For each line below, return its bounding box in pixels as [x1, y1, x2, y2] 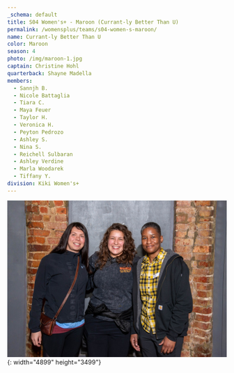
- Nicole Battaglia [13, 92, 70, 99]
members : [7, 77, 33, 84]
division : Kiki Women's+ [7, 180, 79, 187]
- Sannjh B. [13, 84, 49, 92]
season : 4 [7, 48, 36, 55]
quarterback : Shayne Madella [7, 70, 92, 77]
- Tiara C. [13, 100, 45, 106]
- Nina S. [13, 143, 42, 150]
